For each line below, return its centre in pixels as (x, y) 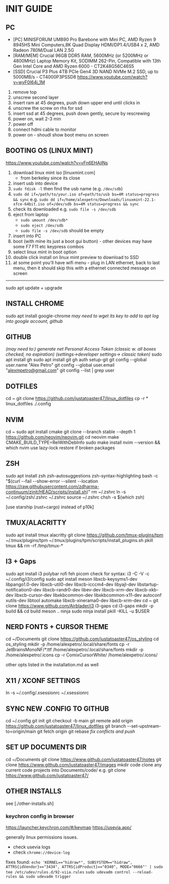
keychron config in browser (40, 817)
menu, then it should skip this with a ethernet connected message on (84, 268)
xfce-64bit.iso (29, 204)
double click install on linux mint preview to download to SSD (76, 257)
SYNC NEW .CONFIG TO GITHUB (57, 708)
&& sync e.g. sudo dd (34, 199)
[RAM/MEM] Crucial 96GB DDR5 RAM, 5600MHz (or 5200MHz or (80, 55)
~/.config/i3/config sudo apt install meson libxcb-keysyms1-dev (71, 579)
